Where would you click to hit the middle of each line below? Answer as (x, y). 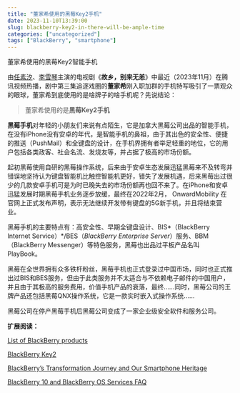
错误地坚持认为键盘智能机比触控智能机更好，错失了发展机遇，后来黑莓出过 (117, 176)
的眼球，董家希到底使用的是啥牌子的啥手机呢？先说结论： (92, 95)
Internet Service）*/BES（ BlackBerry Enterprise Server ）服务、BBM (108, 236)
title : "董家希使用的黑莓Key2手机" (55, 14)
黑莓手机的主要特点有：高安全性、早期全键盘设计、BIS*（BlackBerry (109, 227)
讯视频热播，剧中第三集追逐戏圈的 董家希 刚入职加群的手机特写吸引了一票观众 (120, 86)
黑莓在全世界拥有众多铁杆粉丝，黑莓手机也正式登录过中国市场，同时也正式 (117, 269)
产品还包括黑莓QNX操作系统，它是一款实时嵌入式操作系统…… (104, 296)
